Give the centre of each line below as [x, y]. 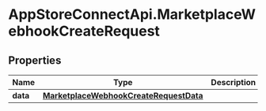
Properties [35, 60]
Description [234, 82]
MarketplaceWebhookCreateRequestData [123, 96]
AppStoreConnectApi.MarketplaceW [132, 15]
